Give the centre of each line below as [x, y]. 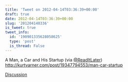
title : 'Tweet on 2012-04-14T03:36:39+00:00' [52, 10]
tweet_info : [17, 32]
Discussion [16, 74]
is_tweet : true [21, 28]
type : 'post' [23, 41]
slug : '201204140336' [27, 23]
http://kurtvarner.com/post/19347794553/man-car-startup [64, 65]
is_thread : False [27, 46]
